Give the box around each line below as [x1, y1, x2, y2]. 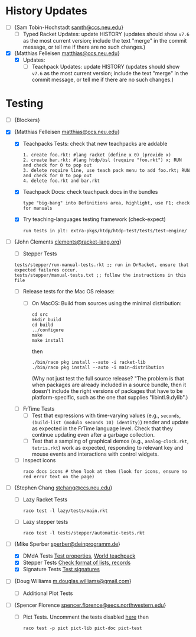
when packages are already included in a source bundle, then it [31, 381, 187, 388]
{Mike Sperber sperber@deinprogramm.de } [14, 540, 120, 548]
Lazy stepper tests [22, 518, 68, 526]
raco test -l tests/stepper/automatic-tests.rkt [22, 530, 145, 536]
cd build [31, 322, 54, 328]
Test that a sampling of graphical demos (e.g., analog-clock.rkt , [31, 437, 189, 444]
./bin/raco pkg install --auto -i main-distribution [31, 364, 165, 370]
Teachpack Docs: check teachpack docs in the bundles [22, 188, 158, 196]
